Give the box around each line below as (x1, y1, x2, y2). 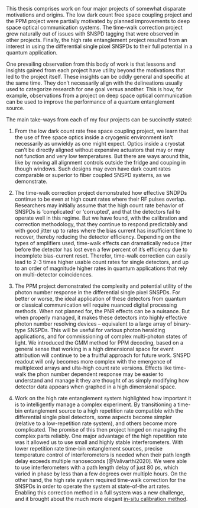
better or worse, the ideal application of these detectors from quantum (14, 295, 187, 302)
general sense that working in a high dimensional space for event (14, 346, 174, 352)
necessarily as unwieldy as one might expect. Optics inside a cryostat (14, 140, 185, 147)
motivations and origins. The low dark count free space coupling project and (6, 11, 193, 18)
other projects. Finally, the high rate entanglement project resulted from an (6, 37, 188, 43)
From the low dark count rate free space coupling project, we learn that (14, 127, 189, 134)
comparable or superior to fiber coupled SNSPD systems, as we (14, 172, 171, 178)
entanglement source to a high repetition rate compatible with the (23, 407, 183, 414)
